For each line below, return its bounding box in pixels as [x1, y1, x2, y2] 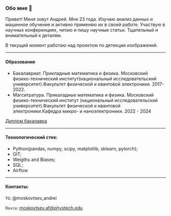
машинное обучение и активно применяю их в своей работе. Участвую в [5, 21, 165, 28]
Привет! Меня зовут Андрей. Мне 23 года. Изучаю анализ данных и [5, 16, 153, 22]
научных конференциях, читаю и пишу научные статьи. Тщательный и [5, 27, 158, 33]
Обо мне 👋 [5, 5, 33, 12]
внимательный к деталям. [5, 33, 62, 39]
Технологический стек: [5, 134, 58, 141]
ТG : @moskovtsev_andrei [5, 195, 57, 201]
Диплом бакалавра [5, 118, 47, 124]
